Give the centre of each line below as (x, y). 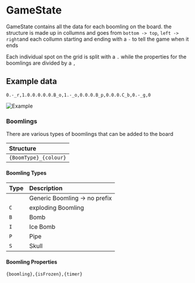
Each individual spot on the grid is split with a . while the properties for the (96, 56)
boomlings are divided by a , (41, 63)
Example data (32, 81)
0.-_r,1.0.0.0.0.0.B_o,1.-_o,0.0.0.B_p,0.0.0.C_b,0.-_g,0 (78, 95)
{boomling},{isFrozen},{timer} (44, 274)
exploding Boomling (56, 208)
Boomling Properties (32, 262)
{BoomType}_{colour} (38, 158)
